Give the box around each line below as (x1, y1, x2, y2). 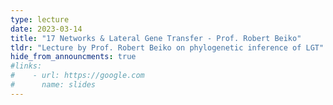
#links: (10, 61, 43, 71)
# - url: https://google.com (10, 71, 145, 81)
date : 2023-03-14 (10, 24, 83, 34)
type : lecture (10, 14, 70, 25)
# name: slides (10, 80, 97, 90)
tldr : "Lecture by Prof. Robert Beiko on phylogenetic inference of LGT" (10, 42, 325, 53)
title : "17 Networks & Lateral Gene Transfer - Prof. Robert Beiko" (10, 33, 302, 43)
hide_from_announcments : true (10, 52, 137, 62)
